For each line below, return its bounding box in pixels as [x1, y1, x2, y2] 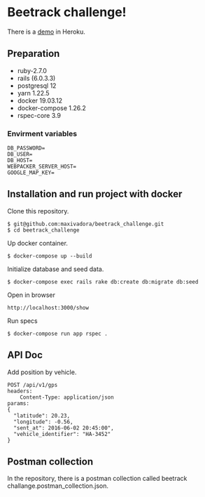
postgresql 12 [17, 81, 57, 90]
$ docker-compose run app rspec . [7, 330, 108, 337]
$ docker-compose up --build [7, 252, 92, 260]
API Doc [7, 349, 43, 362]
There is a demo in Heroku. [7, 27, 86, 36]
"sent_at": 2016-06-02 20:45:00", [13, 424, 114, 432]
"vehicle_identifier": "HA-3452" [13, 430, 111, 437]
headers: [7, 387, 33, 395]
